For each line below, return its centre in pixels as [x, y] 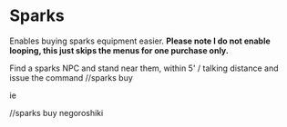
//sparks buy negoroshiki [56, 112]
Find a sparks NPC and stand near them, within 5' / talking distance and [144, 68]
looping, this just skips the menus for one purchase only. [119, 50]
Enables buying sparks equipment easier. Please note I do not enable [140, 41]
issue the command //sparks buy [72, 77]
